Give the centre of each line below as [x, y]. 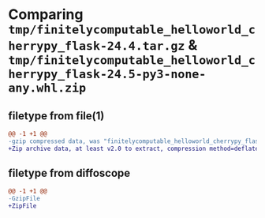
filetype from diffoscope [69, 173]
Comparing [46, 15]
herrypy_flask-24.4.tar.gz [97, 46]
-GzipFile [24, 199]
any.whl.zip [47, 88]
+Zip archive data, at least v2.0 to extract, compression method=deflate [134, 148]
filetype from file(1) [56, 116]
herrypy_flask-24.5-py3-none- [107, 75]
